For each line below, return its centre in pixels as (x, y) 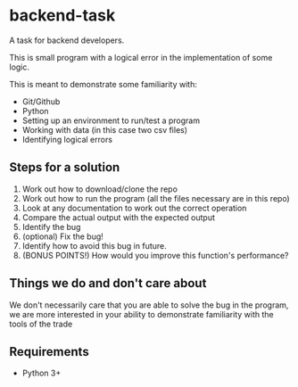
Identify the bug (51, 226)
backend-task (62, 16)
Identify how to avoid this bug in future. (94, 245)
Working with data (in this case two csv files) (105, 129)
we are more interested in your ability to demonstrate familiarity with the (141, 314)
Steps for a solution (65, 167)
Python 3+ (41, 373)
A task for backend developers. (67, 40)
